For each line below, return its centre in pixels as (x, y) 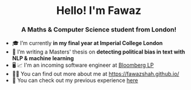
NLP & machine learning (43, 58)
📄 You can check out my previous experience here (75, 80)
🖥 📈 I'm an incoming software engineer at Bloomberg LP (83, 65)
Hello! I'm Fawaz (99, 11)
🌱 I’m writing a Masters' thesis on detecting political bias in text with (99, 52)
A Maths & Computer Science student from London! (99, 30)
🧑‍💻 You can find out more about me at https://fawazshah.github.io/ (95, 74)
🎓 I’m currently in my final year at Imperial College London (87, 43)
